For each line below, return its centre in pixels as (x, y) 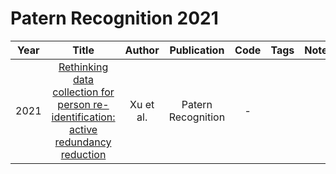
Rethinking (83, 67)
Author (142, 50)
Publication (197, 50)
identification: (83, 117)
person (74, 104)
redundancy (83, 142)
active (83, 129)
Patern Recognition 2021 (114, 18)
